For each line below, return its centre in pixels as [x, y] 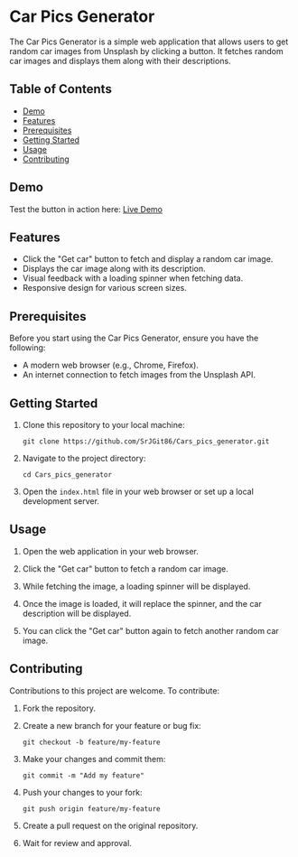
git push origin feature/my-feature [91, 809]
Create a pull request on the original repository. [110, 825]
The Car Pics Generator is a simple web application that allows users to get [149, 42]
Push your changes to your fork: [82, 792]
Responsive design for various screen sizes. [104, 288]
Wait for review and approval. [77, 843]
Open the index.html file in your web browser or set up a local [138, 491]
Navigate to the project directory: [84, 458]
